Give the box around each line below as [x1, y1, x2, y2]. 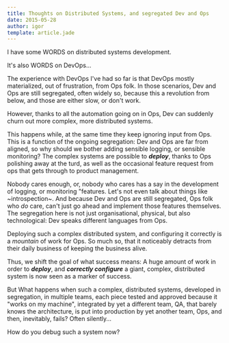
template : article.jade [7, 29, 75, 36]
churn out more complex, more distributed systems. [7, 117, 153, 126]
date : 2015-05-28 [7, 16, 57, 23]
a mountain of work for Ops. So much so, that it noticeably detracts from [7, 237, 212, 246]
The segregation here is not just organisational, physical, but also [7, 209, 191, 217]
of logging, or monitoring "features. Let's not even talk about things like [7, 187, 208, 196]
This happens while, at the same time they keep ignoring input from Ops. [7, 130, 212, 139]
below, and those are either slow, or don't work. [7, 97, 142, 105]
